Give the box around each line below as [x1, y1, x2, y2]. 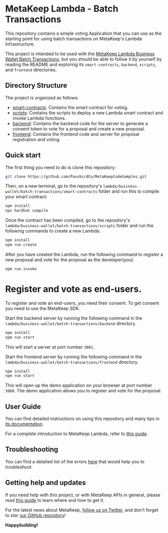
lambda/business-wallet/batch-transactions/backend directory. [5, 320, 136, 327]
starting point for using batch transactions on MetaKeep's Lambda [5, 36, 142, 42]
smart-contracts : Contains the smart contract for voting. [12, 104, 129, 111]
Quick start [5, 151, 41, 160]
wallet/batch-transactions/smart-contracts [5, 189, 98, 194]
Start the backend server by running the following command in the [5, 315, 142, 321]
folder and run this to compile [98, 188, 159, 194]
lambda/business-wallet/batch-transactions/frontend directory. [5, 359, 139, 365]
